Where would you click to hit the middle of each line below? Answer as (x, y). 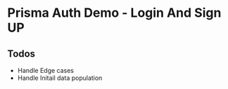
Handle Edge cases (46, 70)
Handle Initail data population (60, 78)
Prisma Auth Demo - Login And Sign (114, 13)
